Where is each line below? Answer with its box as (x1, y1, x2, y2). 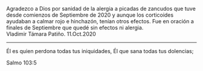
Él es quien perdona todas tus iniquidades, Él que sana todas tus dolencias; (6, 48, 194, 54)
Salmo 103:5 (6, 59, 37, 66)
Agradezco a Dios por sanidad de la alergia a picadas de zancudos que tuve (6, 5, 196, 12)
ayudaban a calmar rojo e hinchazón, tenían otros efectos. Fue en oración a (6, 18, 195, 24)
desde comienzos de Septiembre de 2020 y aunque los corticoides (6, 11, 174, 18)
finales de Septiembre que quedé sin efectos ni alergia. (6, 24, 144, 31)
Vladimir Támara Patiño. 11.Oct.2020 (6, 30, 97, 38)
